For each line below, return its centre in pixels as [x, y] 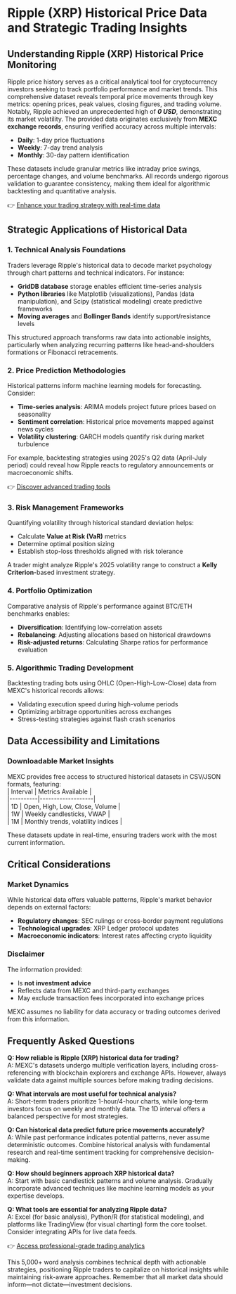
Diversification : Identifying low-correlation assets [90, 627]
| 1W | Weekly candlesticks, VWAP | [59, 814]
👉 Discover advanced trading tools [59, 486]
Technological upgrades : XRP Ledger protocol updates [98, 929]
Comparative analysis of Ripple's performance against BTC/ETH [100, 606]
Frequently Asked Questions [71, 1041]
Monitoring [32, 65]
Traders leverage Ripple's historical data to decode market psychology [110, 265]
